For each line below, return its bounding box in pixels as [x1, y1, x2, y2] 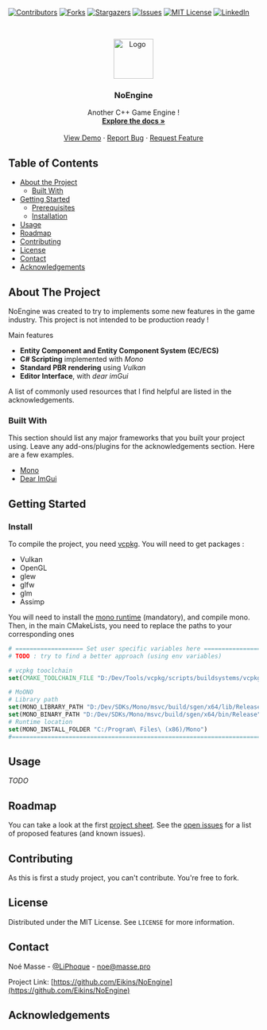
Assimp [19, 596, 45, 606]
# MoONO [8, 688, 34, 697]
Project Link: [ [8, 977, 54, 986]
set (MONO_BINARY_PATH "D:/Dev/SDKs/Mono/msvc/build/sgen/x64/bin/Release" [8, 710, 261, 719]
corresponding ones [8, 629, 75, 639]
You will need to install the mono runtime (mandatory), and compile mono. [8, 612, 250, 622]
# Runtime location [8, 717, 73, 725]
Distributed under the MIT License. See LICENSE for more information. [8, 917, 234, 926]
